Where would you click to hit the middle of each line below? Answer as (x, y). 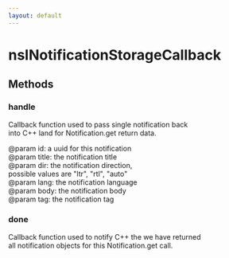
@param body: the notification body (68, 190)
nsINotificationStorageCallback (114, 55)
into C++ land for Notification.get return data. (82, 133)
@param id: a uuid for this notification (70, 148)
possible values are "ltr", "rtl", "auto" (68, 174)
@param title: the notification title (63, 157)
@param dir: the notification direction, (70, 165)
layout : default (35, 16)
